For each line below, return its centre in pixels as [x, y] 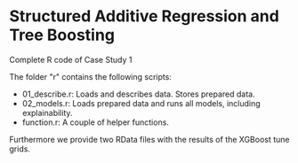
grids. [20, 149]
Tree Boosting [62, 35]
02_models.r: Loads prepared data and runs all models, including [141, 103]
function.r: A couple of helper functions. [95, 122]
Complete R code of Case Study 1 [71, 59]
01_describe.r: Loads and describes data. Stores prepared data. [138, 94]
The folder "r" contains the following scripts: [90, 76]
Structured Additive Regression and [145, 16]
